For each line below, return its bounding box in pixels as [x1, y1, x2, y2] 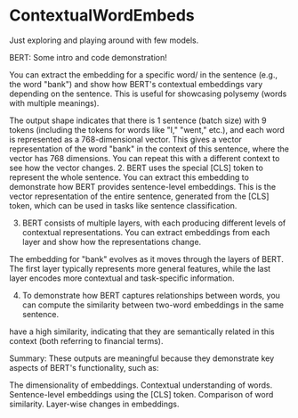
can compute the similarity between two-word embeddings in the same [21, 299, 285, 310]
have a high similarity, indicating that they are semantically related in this [9, 326, 276, 337]
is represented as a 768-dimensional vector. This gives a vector [9, 134, 243, 144]
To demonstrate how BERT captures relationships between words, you [21, 290, 280, 300]
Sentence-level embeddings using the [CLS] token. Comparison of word [9, 389, 274, 399]
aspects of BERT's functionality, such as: [9, 362, 159, 373]
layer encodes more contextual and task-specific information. [9, 273, 235, 283]
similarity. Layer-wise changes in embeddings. [9, 398, 180, 409]
